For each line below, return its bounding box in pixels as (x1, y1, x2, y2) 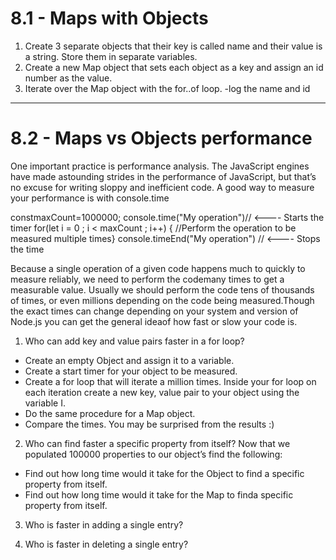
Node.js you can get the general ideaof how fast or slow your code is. (10, 315, 298, 327)
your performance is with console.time (10, 192, 170, 204)
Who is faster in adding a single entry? (24, 518, 184, 531)
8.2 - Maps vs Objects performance (10, 127, 313, 150)
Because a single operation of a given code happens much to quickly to (10, 262, 306, 274)
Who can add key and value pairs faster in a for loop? (24, 335, 245, 347)
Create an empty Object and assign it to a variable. (24, 354, 235, 366)
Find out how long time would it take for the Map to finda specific (24, 488, 294, 501)
